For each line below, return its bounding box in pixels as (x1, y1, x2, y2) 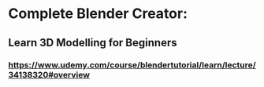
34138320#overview (8, 69, 91, 80)
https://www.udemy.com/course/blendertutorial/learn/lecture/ (8, 60, 256, 71)
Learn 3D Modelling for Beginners (8, 36, 177, 49)
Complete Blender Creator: (8, 5, 188, 23)
